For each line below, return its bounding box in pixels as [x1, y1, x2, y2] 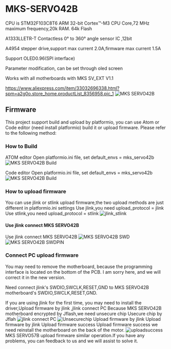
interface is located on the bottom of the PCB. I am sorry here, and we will [5, 269, 161, 275]
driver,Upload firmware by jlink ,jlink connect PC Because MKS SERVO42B [5, 305, 162, 311]
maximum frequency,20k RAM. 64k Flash [5, 25, 92, 31]
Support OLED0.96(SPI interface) [5, 55, 76, 61]
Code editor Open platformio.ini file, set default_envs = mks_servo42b [5, 170, 153, 176]
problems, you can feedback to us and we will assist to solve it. [5, 338, 138, 344]
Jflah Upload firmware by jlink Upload [5, 316, 161, 322]
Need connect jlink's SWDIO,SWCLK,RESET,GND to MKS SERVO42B [5, 284, 150, 290]
